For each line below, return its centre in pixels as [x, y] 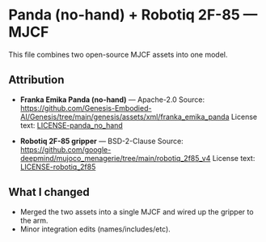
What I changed [49, 192]
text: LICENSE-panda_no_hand [71, 125]
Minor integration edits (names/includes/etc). [95, 229]
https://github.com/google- [65, 149]
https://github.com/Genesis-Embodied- [86, 108]
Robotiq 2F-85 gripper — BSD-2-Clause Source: [101, 141]
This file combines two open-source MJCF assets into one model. [118, 54]
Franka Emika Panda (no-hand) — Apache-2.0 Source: [112, 100]
